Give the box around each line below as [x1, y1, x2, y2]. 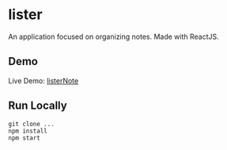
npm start [8, 133, 41, 142]
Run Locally [8, 99, 67, 113]
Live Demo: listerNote [8, 75, 79, 85]
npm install [8, 127, 47, 135]
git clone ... [8, 120, 55, 128]
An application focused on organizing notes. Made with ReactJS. [8, 32, 219, 41]
